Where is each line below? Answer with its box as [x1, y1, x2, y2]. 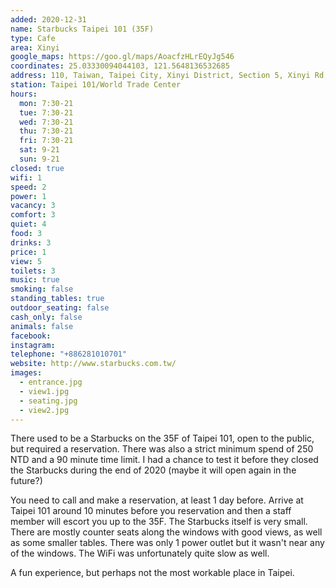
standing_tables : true [10, 294, 105, 304]
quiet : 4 [10, 219, 47, 230]
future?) [10, 475, 43, 487]
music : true [10, 275, 60, 285]
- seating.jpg [19, 396, 78, 406]
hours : [10, 89, 38, 99]
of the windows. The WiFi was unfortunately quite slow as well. [10, 547, 270, 560]
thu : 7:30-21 [19, 126, 74, 136]
